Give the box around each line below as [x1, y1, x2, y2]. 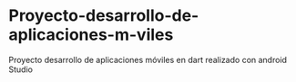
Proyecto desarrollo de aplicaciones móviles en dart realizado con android [8, 54, 288, 65]
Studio [8, 64, 34, 75]
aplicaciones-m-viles [8, 24, 174, 45]
